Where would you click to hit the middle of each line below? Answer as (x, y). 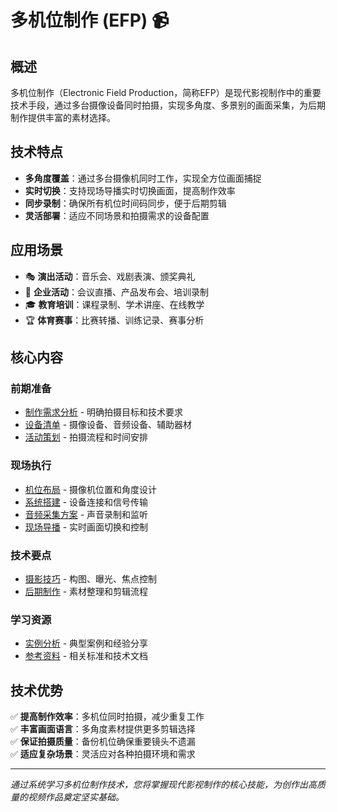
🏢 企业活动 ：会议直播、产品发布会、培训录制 (116, 292)
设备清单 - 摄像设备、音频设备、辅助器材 (108, 425)
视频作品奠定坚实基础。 (76, 797)
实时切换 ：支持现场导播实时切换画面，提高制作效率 (130, 190)
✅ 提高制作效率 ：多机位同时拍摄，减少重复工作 (107, 717)
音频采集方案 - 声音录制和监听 (86, 514)
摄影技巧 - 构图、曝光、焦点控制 (91, 578)
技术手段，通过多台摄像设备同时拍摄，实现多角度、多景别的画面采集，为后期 (168, 105)
